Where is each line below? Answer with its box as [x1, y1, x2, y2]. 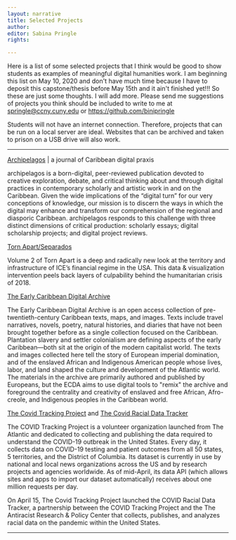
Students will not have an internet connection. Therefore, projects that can [7, 120, 223, 129]
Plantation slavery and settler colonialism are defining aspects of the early [7, 335, 222, 345]
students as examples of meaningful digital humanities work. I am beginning [7, 70, 228, 78]
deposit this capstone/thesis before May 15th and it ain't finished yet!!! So [7, 84, 220, 93]
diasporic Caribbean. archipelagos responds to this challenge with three [7, 214, 216, 222]
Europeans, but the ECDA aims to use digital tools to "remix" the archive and [7, 380, 228, 389]
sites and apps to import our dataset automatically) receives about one [7, 475, 212, 484]
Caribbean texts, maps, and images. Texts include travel [60, 314, 223, 322]
